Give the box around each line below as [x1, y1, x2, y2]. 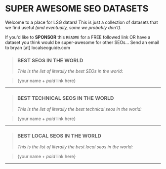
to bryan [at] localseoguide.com [5, 44, 71, 50]
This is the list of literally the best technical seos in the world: [17, 106, 142, 112]
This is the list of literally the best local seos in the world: [17, 144, 133, 150]
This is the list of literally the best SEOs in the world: [17, 68, 124, 74]
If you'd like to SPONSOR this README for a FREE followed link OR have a [5, 34, 151, 40]
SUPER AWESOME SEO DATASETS [5, 3, 149, 14]
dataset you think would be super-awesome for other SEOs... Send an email [5, 39, 160, 45]
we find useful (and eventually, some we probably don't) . [5, 24, 122, 30]
